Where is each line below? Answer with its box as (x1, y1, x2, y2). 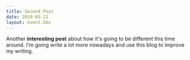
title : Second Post (6, 8, 54, 15)
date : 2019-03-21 (6, 14, 49, 20)
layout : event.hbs (6, 19, 51, 25)
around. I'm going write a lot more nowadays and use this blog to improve (6, 41, 185, 48)
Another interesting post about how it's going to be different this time (6, 36, 175, 43)
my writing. (6, 48, 34, 55)
